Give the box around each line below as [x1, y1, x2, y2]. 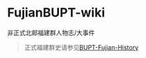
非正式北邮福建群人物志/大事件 [7, 28, 95, 37]
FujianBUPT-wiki [7, 5, 106, 21]
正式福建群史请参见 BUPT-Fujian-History [24, 43, 139, 51]
